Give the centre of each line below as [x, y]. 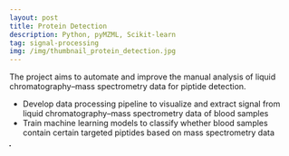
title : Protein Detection [58, 26]
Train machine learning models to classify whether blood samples [145, 124]
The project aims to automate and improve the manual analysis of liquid [143, 77]
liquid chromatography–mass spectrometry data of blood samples [145, 114]
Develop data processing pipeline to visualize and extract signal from [151, 104]
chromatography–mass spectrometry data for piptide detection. [128, 87]
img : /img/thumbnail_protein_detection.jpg [93, 51]
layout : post [34, 18]
